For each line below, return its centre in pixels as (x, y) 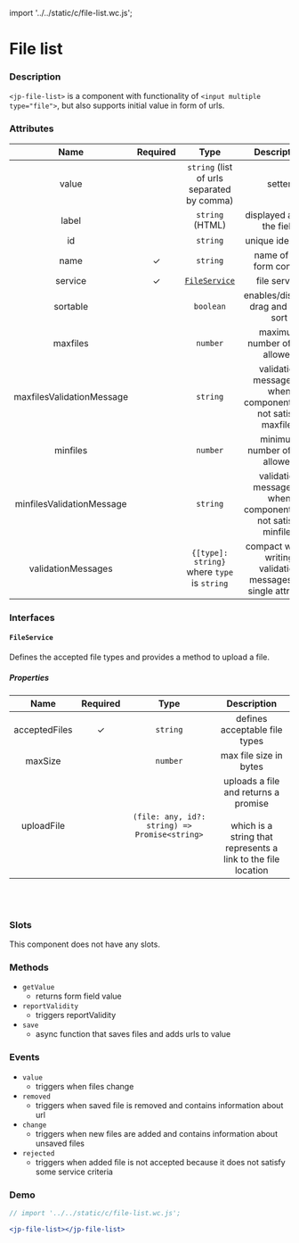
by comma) (210, 200)
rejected (38, 1153)
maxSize (43, 760)
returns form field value (78, 996)
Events (24, 1057)
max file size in (252, 755)
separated (210, 189)
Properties (29, 677)
